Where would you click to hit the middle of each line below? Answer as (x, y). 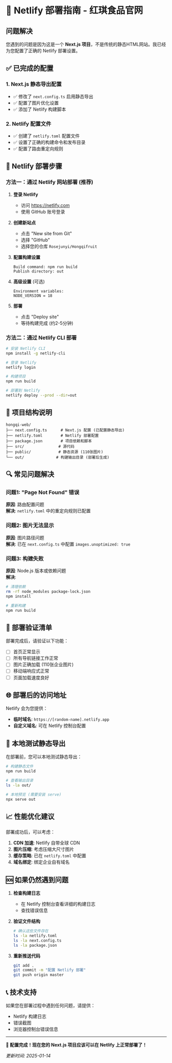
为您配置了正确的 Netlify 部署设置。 (43, 51)
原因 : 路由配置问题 (25, 505)
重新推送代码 (27, 955)
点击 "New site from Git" (46, 233)
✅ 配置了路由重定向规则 (38, 149)
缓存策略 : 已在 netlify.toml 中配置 (50, 856)
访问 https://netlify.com (45, 205)
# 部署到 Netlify (23, 391)
